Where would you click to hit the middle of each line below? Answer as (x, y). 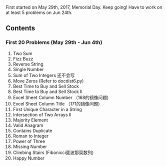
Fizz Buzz (23, 58)
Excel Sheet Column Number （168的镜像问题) (61, 97)
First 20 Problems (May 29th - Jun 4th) (54, 42)
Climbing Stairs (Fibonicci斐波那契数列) (53, 152)
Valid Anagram (28, 125)
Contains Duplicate (32, 130)
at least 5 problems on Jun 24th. (39, 12)
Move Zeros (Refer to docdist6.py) (48, 81)
